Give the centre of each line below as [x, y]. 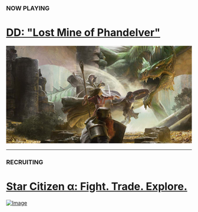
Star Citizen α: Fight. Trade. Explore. [97, 186]
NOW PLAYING [28, 8]
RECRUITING [25, 162]
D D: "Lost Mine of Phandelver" [83, 33]
